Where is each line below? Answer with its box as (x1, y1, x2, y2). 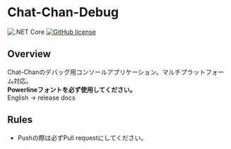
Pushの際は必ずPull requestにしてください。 (17, 133, 147, 142)
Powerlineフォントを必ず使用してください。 (7, 85, 136, 94)
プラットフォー (180, 68, 225, 76)
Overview (7, 48, 52, 60)
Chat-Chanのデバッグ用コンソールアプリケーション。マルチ (7, 68, 182, 76)
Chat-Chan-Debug (7, 4, 119, 20)
